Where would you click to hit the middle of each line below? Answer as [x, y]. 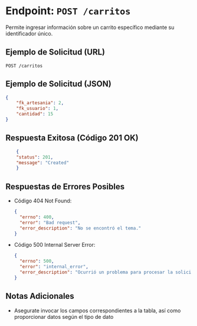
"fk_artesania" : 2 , [40, 103]
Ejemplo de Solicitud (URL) [55, 52]
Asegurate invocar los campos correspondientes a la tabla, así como [97, 310]
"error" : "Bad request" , [50, 222]
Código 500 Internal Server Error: [55, 245]
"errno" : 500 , [37, 262]
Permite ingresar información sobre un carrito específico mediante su [90, 27]
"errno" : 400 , [37, 217]
